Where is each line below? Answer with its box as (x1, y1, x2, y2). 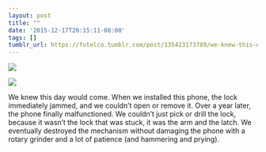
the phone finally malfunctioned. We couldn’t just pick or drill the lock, (8, 109, 237, 119)
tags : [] (8, 33, 37, 42)
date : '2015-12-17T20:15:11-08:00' (8, 26, 126, 34)
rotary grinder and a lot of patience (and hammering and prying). (8, 135, 220, 144)
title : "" (8, 19, 41, 27)
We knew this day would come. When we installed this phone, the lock (8, 93, 238, 102)
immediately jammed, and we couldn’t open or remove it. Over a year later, (8, 101, 252, 111)
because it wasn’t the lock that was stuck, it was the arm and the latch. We (8, 118, 252, 127)
